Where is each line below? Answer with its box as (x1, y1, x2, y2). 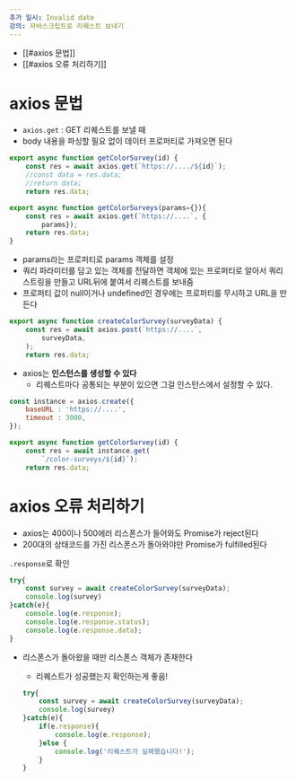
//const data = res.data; (25, 171, 123, 180)
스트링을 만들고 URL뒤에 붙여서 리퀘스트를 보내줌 (22, 276, 195, 287)
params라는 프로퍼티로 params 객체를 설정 (22, 254, 174, 265)
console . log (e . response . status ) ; (25, 617, 151, 627)
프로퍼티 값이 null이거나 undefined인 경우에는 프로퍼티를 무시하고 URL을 (22, 288, 278, 299)
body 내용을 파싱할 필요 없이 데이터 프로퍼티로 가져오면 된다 (22, 136, 233, 146)
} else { (39, 738, 67, 748)
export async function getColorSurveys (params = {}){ (9, 203, 206, 212)
